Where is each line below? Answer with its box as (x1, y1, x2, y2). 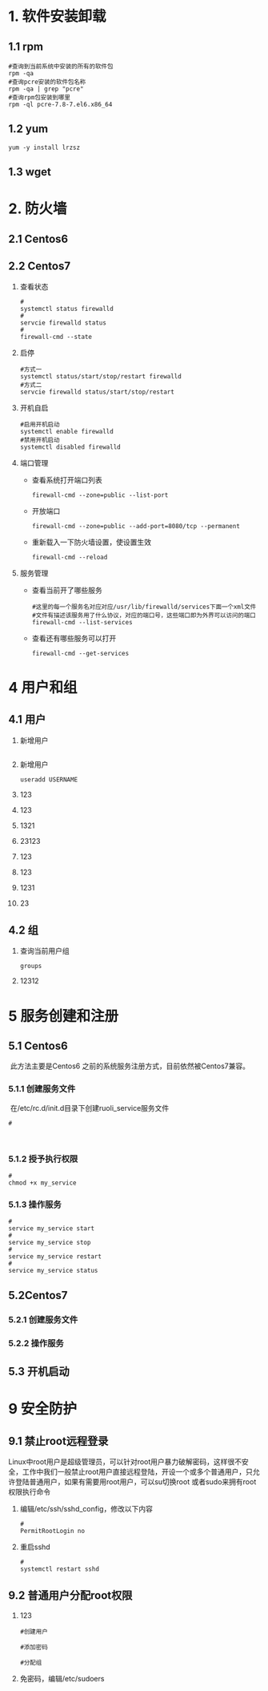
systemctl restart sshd (19, 1564, 100, 1573)
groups (19, 963, 42, 971)
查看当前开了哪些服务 (31, 585, 102, 595)
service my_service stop (8, 1239, 91, 1247)
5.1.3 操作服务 (8, 1199, 62, 1210)
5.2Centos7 (8, 1288, 68, 1302)
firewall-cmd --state (19, 333, 92, 341)
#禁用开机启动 (19, 436, 60, 444)
